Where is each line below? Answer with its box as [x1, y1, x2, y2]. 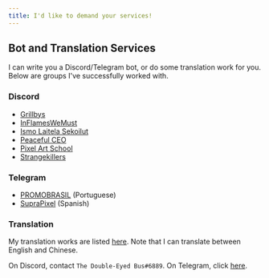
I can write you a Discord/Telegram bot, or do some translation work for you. [8, 62, 261, 72]
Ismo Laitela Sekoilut [19, 126, 89, 136]
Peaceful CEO [19, 135, 67, 144]
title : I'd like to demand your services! [8, 11, 153, 20]
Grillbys [19, 109, 46, 119]
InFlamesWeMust [19, 118, 78, 127]
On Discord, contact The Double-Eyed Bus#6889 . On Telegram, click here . [8, 261, 247, 271]
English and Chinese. [8, 245, 79, 255]
